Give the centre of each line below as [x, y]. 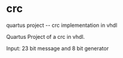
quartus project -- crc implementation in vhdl [62, 25]
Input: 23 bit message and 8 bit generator [58, 48]
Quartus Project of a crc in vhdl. [46, 36]
